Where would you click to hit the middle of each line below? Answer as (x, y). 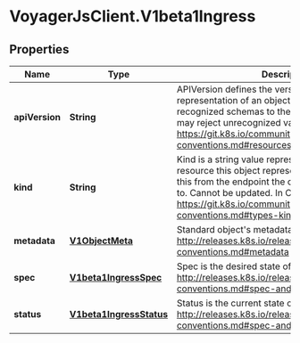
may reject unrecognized (229, 122)
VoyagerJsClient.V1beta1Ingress (133, 16)
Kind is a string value (221, 159)
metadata (34, 241)
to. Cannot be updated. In (229, 193)
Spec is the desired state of (234, 266)
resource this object (218, 171)
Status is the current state (230, 303)
